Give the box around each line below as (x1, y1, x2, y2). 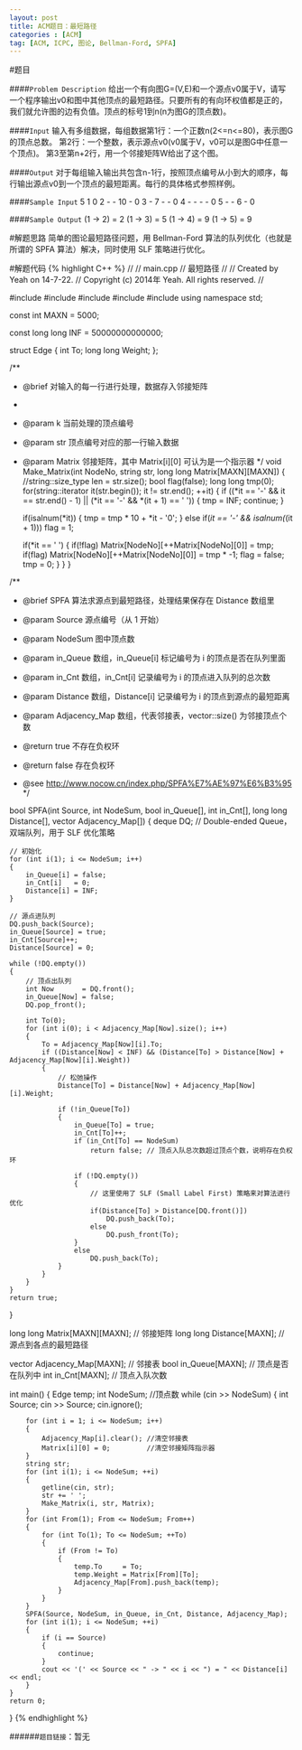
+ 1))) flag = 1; (22, 522, 75, 533)
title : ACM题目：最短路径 (9, 22, 97, 31)
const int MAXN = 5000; (9, 310, 100, 321)
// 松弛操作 (57, 1073, 97, 1082)
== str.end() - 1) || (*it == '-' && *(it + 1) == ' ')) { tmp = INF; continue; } (22, 495, 284, 506)
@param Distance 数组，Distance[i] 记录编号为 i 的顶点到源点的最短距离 (22, 691, 290, 702)
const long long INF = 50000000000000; (9, 327, 164, 339)
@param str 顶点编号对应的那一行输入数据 (22, 437, 179, 448)
